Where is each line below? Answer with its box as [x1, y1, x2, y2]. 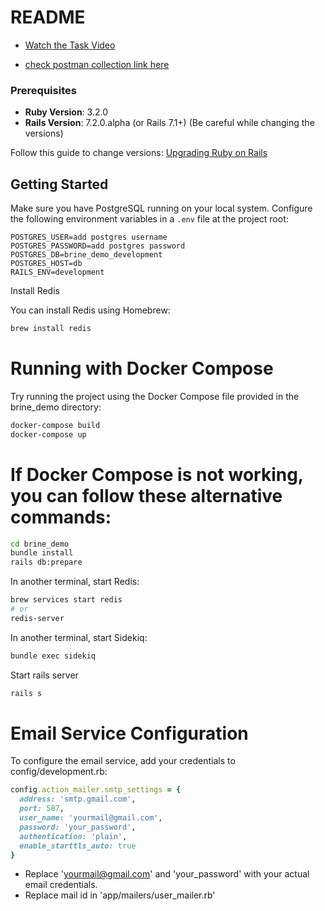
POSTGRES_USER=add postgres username [10, 232, 168, 243]
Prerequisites [10, 83, 77, 97]
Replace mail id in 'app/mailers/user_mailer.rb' [24, 889, 216, 901]
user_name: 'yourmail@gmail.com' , [19, 813, 163, 823]
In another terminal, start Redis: [10, 576, 140, 588]
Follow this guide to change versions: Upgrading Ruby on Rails [10, 147, 268, 159]
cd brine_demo [10, 539, 70, 549]
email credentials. [24, 879, 98, 891]
